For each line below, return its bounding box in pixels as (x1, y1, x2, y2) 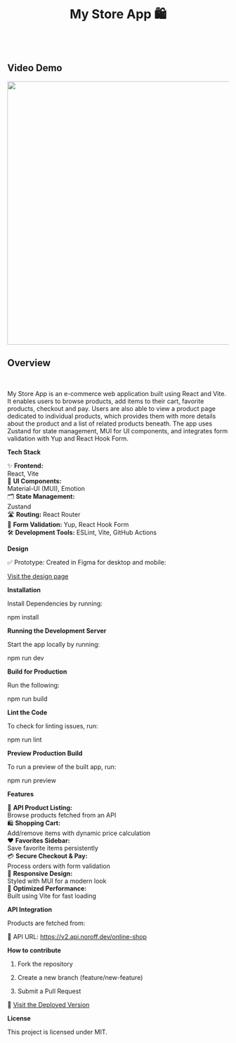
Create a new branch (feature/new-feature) (17, 973, 143, 981)
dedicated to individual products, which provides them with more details (7, 412, 216, 420)
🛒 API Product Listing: (7, 803, 72, 812)
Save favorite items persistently (7, 844, 98, 852)
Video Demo (7, 62, 63, 74)
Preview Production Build (7, 749, 83, 757)
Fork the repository (17, 959, 74, 968)
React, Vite (7, 469, 39, 478)
